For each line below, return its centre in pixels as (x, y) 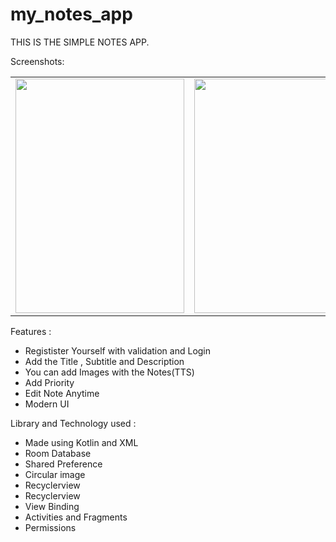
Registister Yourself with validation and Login (118, 350)
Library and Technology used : (73, 423)
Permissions (50, 527)
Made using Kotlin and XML (81, 442)
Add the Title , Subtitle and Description (104, 361)
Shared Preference (63, 464)
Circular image (55, 474)
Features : (31, 331)
